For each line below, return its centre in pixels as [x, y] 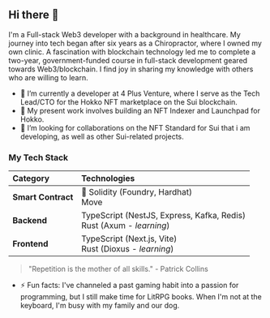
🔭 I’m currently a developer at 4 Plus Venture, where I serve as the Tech [140, 93]
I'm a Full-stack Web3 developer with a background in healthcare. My [124, 34]
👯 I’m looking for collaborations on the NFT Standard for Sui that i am [135, 127]
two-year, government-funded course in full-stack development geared [128, 60]
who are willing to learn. [49, 77]
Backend [30, 221]
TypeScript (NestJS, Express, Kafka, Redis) [163, 216]
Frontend [30, 244]
